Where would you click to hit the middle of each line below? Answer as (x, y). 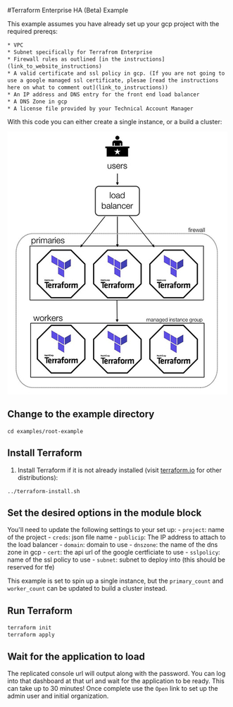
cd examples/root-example (45, 431)
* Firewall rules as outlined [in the (64, 59)
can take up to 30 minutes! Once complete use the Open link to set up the (113, 689)
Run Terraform (40, 611)
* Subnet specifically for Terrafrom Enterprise (80, 52)
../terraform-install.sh (44, 491)
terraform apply (31, 635)
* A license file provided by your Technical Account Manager (100, 109)
